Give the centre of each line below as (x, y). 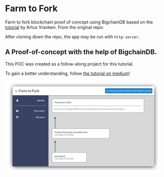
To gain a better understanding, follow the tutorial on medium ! (68, 73)
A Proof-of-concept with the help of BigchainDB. (81, 52)
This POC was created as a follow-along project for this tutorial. (69, 64)
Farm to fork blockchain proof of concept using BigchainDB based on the (79, 22)
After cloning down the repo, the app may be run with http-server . (72, 37)
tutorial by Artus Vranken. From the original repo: (55, 27)
